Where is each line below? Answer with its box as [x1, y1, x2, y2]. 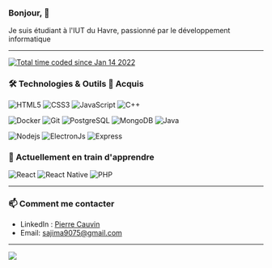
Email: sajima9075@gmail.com [19, 228, 123, 238]
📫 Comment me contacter [8, 198, 115, 209]
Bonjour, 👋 [8, 7, 50, 19]
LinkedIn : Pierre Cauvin [19, 219, 100, 229]
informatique [8, 34, 51, 44]
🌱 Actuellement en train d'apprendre [8, 151, 155, 163]
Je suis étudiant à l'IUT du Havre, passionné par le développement [8, 26, 231, 36]
